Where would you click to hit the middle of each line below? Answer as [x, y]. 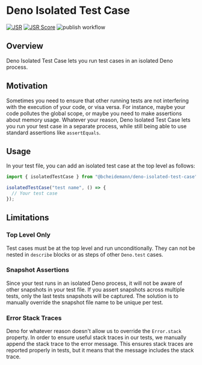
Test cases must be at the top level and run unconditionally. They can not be [101, 248]
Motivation [27, 86]
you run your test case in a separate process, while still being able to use [96, 126]
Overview [25, 46]
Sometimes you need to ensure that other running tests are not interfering [98, 101]
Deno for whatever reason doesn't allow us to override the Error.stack [94, 331]
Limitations [28, 218]
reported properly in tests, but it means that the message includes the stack [100, 351]
